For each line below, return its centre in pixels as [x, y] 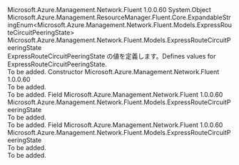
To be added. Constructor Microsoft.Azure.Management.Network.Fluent [113, 72]
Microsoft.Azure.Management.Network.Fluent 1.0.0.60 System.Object [110, 10]
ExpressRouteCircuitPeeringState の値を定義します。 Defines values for [112, 56]
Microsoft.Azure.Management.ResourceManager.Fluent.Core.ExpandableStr [119, 17]
